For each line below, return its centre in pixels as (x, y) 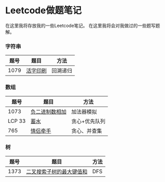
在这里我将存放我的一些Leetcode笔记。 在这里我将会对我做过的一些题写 (80, 25)
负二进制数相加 (48, 112)
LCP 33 (17, 121)
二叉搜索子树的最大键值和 (57, 171)
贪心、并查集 (87, 131)
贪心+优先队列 (88, 121)
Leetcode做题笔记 (44, 10)
